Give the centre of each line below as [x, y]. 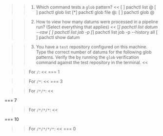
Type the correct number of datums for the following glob [94, 52]
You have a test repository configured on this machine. [92, 47]
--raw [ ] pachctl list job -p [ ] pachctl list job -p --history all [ [97, 32]
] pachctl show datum [58, 37]
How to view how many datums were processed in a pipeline [97, 22]
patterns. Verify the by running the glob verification [87, 57]
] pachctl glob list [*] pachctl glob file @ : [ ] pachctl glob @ [95, 12]
